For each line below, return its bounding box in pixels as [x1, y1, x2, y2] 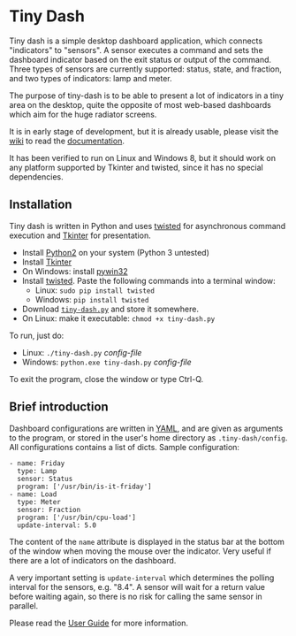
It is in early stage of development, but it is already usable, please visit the [9, 126, 279, 136]
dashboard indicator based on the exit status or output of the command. [9, 54, 272, 65]
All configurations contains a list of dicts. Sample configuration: [9, 441, 240, 452]
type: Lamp [17, 466, 57, 475]
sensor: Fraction [17, 505, 81, 514]
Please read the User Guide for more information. [9, 617, 188, 628]
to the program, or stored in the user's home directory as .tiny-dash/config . [9, 432, 288, 443]
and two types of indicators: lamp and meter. [9, 73, 172, 83]
